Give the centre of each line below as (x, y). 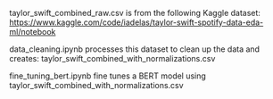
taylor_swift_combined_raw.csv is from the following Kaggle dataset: (135, 13)
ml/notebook (33, 32)
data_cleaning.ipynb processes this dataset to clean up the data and (135, 49)
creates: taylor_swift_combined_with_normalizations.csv (112, 58)
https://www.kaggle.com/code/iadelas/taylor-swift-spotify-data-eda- (136, 22)
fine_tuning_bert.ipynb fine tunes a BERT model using (108, 76)
